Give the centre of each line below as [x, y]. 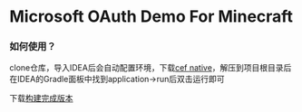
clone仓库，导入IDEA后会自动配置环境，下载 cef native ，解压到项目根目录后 [151, 68]
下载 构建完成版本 [41, 98]
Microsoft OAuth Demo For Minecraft [151, 17]
